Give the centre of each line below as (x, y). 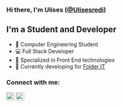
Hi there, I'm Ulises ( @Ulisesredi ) (56, 10)
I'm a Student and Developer (61, 30)
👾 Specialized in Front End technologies (65, 60)
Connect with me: (33, 82)
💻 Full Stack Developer (44, 51)
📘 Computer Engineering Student (57, 44)
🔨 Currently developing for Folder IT (60, 66)
